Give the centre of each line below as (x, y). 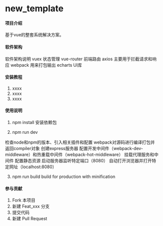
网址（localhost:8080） (33, 167)
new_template (34, 9)
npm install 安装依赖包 (34, 122)
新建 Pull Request (30, 219)
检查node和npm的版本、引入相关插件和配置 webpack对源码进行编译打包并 (80, 142)
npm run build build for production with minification (64, 176)
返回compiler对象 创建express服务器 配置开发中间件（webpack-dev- (74, 148)
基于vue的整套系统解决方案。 (35, 35)
